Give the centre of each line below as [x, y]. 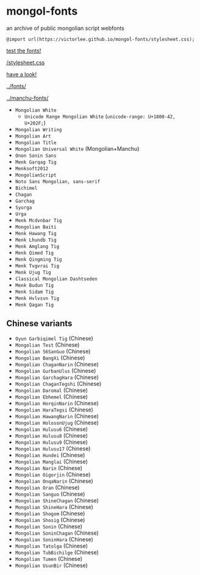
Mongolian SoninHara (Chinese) [54, 539]
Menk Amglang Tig [37, 246]
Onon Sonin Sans [36, 156]
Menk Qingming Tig [38, 259]
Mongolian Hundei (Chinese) [50, 455]
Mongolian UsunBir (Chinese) [52, 565]
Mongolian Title [36, 143]
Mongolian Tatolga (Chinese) [52, 546]
